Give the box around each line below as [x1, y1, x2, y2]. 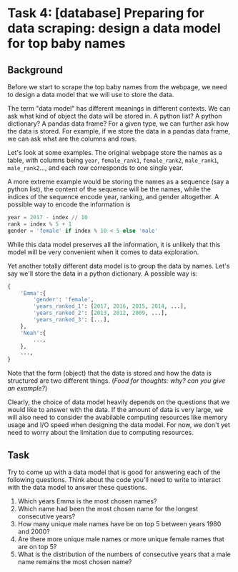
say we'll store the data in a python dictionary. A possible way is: [7, 269, 198, 278]
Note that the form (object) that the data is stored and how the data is [7, 369, 212, 378]
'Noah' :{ [20, 329, 46, 336]
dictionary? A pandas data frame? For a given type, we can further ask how [7, 119, 229, 128]
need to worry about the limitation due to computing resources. [7, 428, 194, 437]
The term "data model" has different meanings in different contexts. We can [7, 104, 231, 112]
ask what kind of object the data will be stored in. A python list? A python [7, 112, 222, 120]
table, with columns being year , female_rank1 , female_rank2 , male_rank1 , [7, 156, 219, 164]
